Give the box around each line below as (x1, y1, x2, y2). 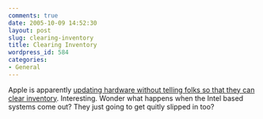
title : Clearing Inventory (8, 41, 97, 49)
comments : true (8, 11, 59, 20)
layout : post (8, 26, 51, 34)
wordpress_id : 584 (8, 48, 69, 56)
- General (8, 63, 41, 71)
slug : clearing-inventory (8, 33, 93, 42)
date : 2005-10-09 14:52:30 (8, 19, 97, 27)
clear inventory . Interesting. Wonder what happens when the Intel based (8, 93, 244, 103)
